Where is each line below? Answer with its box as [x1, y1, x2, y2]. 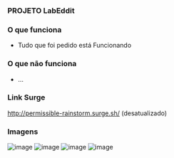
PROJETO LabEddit [7, 6, 75, 16]
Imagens [7, 127, 39, 137]
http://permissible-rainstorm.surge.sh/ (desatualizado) [7, 109, 168, 117]
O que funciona [7, 24, 62, 34]
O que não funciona [7, 59, 77, 69]
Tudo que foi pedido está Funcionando [17, 41, 132, 50]
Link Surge [7, 93, 46, 102]
